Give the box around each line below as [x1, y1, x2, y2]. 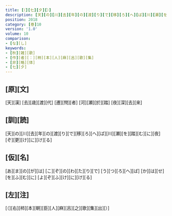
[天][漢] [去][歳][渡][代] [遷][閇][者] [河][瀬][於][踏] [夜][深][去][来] [5, 99, 142, 105]
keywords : [5, 46, 27, 51]
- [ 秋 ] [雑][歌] [5, 50, 36, 55]
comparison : [5, 36, 31, 41]
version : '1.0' [5, 27, 38, 32]
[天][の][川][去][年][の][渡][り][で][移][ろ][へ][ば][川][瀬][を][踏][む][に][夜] [5, 130, 161, 136]
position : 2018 [5, 17, 38, 22]
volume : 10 [5, 31, 29, 36]
